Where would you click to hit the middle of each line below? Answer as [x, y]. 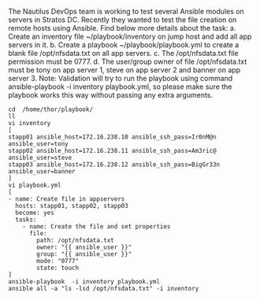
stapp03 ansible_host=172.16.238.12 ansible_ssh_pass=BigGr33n [114, 165]
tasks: [26, 220]
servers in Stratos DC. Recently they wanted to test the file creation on [123, 20]
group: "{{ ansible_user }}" [84, 254]
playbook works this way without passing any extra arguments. [111, 95]
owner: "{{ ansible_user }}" [84, 247]
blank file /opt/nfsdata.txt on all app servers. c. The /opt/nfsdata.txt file [123, 53]
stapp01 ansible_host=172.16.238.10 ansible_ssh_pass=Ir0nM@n [112, 137]
